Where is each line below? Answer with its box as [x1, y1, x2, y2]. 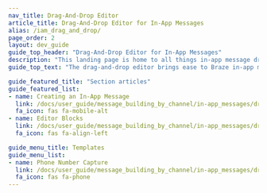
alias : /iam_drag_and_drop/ [8, 26, 102, 34]
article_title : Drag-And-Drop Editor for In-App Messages [8, 19, 204, 27]
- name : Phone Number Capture [8, 158, 109, 167]
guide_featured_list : [8, 85, 80, 93]
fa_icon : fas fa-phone [15, 173, 91, 181]
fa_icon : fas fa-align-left [15, 129, 109, 137]
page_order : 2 [8, 33, 56, 42]
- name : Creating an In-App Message [8, 92, 130, 100]
